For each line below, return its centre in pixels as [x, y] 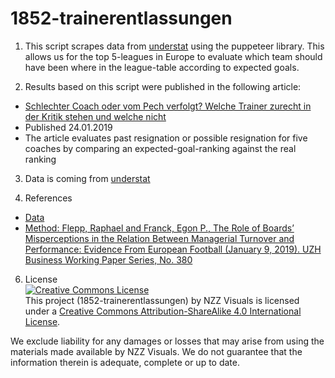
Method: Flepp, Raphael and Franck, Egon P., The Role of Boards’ [159, 228]
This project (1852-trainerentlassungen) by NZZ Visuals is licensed [162, 300]
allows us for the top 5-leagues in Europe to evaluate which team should [173, 56]
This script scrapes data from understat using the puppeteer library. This [174, 46]
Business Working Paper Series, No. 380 [108, 259]
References [48, 198]
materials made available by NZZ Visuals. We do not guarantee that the [156, 351]
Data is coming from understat [87, 178]
